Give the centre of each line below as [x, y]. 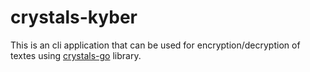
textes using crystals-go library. [76, 55]
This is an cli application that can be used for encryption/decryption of [155, 45]
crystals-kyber [74, 17]
